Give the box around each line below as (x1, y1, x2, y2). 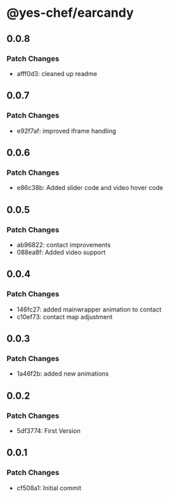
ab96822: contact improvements (16, 240, 111, 249)
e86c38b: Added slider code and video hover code (16, 184, 164, 192)
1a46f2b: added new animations (16, 369, 109, 378)
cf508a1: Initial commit (16, 483, 82, 492)
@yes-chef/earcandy (6, 5, 134, 21)
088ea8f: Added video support (16, 248, 106, 256)
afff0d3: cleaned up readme (16, 69, 98, 78)
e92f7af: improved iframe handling (16, 126, 116, 135)
